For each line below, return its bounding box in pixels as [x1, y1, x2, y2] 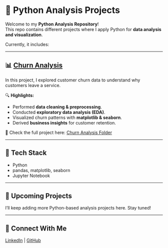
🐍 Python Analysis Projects [5, 4, 120, 16]
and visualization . [5, 31, 43, 37]
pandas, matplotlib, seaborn [12, 167, 70, 173]
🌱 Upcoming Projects [5, 191, 72, 200]
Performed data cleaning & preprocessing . [12, 103, 102, 109]
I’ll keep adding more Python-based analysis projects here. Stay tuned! [5, 205, 151, 211]
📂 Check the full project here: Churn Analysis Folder [5, 129, 112, 135]
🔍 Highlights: [5, 92, 34, 98]
